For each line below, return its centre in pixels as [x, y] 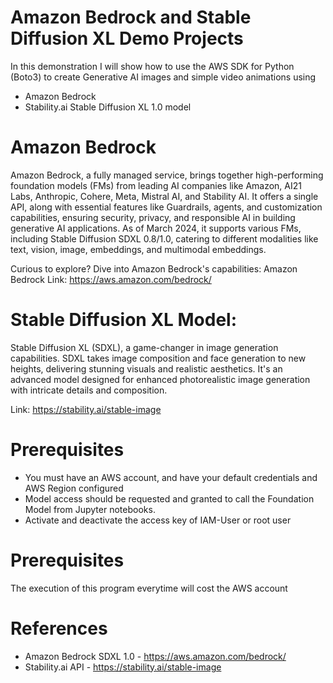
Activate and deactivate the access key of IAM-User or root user [158, 520]
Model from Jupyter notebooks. [90, 509]
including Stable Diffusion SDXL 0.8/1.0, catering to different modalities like [164, 238]
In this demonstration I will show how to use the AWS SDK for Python [152, 66]
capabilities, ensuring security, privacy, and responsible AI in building [153, 217]
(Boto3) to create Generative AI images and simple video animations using [163, 77]
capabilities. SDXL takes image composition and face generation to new [158, 358]
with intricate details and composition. [89, 390]
